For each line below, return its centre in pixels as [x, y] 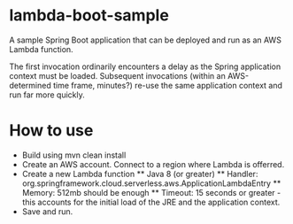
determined [30, 85]
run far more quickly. [47, 95]
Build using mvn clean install [74, 155]
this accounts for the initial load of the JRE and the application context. [151, 202]
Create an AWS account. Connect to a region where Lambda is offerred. [153, 164]
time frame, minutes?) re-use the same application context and [168, 85]
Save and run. [47, 211]
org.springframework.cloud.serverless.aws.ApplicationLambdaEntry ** [151, 183]
